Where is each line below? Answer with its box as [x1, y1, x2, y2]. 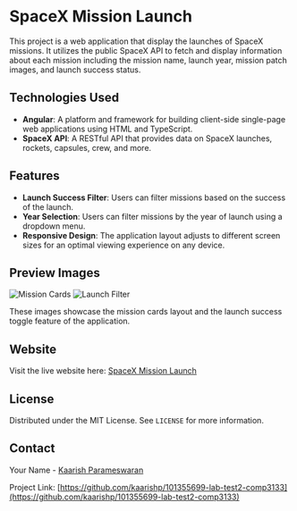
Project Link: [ [9, 482, 61, 492]
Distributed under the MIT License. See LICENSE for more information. [9, 415, 264, 425]
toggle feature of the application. [9, 315, 131, 327]
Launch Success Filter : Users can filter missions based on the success [21, 192, 286, 203]
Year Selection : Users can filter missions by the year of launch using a [21, 211, 284, 222]
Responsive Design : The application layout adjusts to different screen [21, 230, 281, 240]
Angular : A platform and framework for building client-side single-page [21, 113, 286, 124]
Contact [9, 440, 55, 457]
